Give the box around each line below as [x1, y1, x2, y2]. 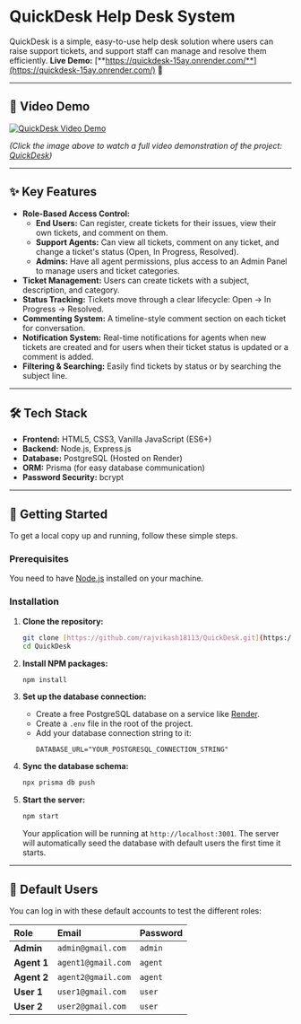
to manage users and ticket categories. [35, 265, 181, 276]
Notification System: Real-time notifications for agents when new [21, 332, 267, 343]
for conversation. [21, 322, 86, 333]
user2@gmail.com [56, 1001, 127, 1011]
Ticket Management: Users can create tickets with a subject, [21, 275, 250, 285]
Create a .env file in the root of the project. [35, 718, 193, 729]
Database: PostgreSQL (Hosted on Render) [21, 453, 184, 464]
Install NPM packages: [21, 658, 108, 669]
